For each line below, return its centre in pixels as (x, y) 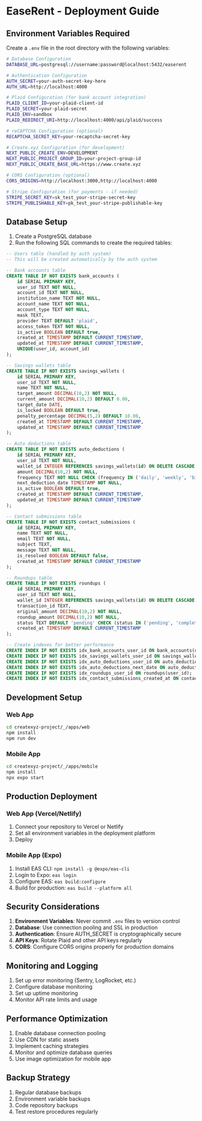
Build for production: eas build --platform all (73, 888)
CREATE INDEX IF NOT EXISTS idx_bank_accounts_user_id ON (80, 650)
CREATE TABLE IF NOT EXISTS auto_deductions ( (66, 449)
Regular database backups (48, 1092)
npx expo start (25, 777)
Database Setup (37, 222)
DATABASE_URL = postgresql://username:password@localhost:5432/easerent (96, 65)
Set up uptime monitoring (46, 993)
